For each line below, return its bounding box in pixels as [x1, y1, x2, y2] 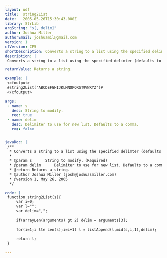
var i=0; [16, 199, 35, 204]
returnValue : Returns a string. [5, 67, 72, 72]
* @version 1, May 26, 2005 [9, 177, 68, 182]
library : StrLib [5, 21, 39, 26]
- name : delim [7, 117, 37, 122]
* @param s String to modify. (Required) [9, 158, 108, 163]
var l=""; [16, 204, 37, 209]
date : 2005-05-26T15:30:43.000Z [5, 16, 77, 21]
